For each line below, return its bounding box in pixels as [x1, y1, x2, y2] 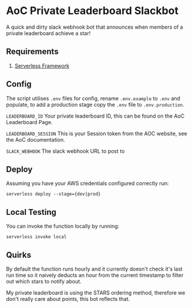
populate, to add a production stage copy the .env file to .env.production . [6, 101, 185, 108]
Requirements [6, 47, 59, 57]
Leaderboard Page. [6, 118, 53, 125]
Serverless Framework [14, 62, 69, 69]
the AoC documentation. [6, 136, 66, 143]
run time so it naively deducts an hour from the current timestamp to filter [6, 272, 184, 279]
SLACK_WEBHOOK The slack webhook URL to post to [6, 148, 125, 155]
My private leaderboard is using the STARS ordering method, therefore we [6, 289, 186, 296]
